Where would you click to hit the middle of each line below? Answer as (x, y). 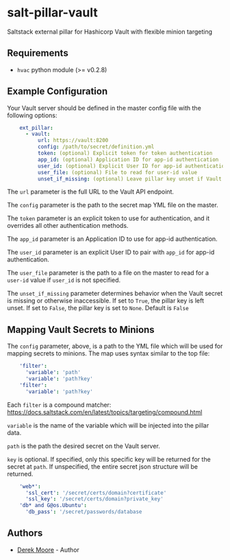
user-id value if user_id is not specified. (64, 280)
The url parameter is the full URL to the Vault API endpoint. (91, 192)
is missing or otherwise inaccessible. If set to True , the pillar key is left (105, 301)
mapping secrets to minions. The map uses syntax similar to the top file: (108, 353)
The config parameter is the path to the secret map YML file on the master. (113, 205)
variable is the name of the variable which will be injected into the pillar (108, 425)
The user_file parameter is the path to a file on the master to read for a (108, 273)
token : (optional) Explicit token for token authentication (125, 153)
